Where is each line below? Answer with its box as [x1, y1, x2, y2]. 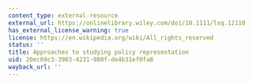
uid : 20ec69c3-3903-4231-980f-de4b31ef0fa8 [8, 56, 154, 64]
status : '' [8, 41, 44, 49]
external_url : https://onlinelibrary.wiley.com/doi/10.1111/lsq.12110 [8, 19, 246, 27]
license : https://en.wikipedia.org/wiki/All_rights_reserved [8, 33, 214, 42]
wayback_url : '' [8, 63, 62, 71]
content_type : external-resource [8, 11, 119, 20]
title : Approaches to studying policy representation [8, 48, 190, 56]
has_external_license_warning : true [8, 26, 129, 34]
